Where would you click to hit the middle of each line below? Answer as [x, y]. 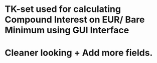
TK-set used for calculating [63, 9]
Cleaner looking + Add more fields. [79, 53]
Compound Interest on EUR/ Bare [75, 20]
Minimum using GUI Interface [67, 30]
